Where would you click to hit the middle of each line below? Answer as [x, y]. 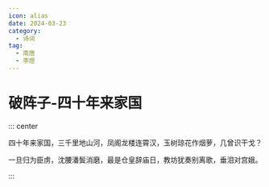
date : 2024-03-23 [37, 23]
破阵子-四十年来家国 [75, 104]
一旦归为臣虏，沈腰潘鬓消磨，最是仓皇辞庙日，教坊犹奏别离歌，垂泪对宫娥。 [135, 160]
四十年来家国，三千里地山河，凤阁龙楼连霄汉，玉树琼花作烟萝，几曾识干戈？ [135, 143]
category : [25, 31]
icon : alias [28, 16]
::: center [23, 126]
